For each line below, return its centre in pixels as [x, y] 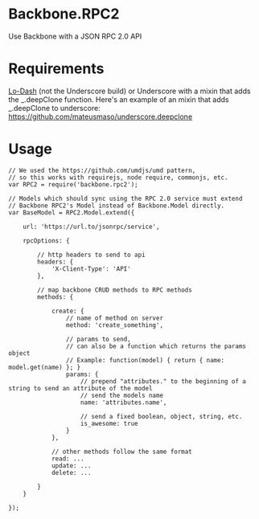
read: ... [68, 459]
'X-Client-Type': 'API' [91, 269]
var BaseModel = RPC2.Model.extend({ [72, 213]
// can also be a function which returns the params [156, 346]
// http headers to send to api [92, 255]
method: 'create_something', [114, 325]
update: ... [71, 466]
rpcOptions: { [46, 241]
